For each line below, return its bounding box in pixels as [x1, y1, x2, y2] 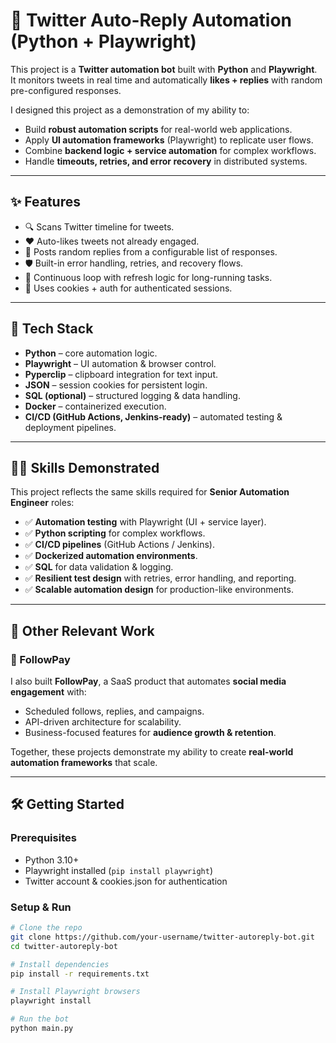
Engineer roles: [10, 497, 75, 509]
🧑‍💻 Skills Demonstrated [10, 459, 160, 476]
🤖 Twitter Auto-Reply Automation [10, 9, 293, 32]
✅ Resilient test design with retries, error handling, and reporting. [24, 572, 297, 584]
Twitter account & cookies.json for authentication [24, 875, 228, 887]
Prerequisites [10, 831, 77, 845]
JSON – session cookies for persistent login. [24, 379, 208, 391]
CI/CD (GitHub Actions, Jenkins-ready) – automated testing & [24, 410, 283, 423]
